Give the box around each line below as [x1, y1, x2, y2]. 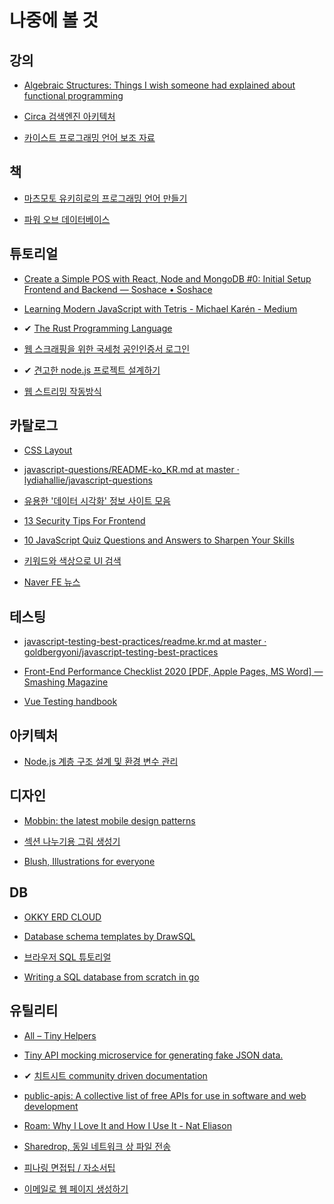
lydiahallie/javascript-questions [23, 474, 153, 486]
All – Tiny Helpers [23, 1029, 97, 1041]
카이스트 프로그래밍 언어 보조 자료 [23, 132, 156, 143]
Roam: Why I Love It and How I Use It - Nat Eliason [23, 1119, 232, 1131]
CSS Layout [23, 444, 73, 456]
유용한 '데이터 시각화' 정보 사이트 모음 [23, 495, 171, 507]
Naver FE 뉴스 [23, 576, 81, 588]
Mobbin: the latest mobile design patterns [23, 814, 196, 826]
